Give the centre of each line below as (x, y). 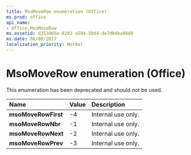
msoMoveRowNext (36, 133)
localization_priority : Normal (45, 45)
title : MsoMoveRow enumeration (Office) (57, 11)
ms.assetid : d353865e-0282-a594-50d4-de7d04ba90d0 (70, 34)
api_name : (18, 22)
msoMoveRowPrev (36, 143)
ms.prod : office (26, 17)
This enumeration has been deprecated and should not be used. (84, 90)
